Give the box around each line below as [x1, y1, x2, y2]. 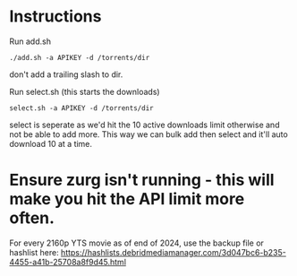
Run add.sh [9, 36, 52, 47]
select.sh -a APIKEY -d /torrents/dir [9, 103, 154, 113]
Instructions [9, 6, 102, 27]
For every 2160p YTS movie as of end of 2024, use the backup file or [9, 237, 264, 248]
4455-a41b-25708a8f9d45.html [9, 256, 127, 267]
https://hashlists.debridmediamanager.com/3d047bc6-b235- [61, 246, 286, 257]
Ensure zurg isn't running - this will [9, 170, 275, 190]
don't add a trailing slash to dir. [9, 69, 123, 80]
